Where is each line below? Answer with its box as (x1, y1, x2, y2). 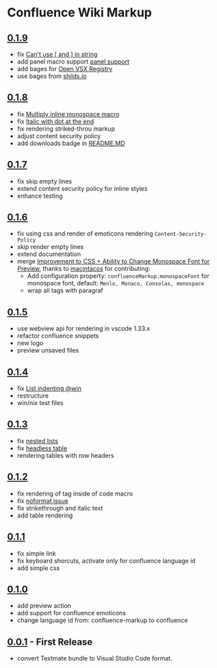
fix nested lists (16, 437, 58, 445)
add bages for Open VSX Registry (16, 65, 113, 73)
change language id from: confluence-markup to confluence (16, 616, 188, 624)
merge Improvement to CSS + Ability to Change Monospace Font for (16, 257, 210, 266)
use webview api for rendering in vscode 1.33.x (16, 324, 151, 333)
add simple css (16, 563, 60, 572)
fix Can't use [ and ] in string (16, 50, 98, 58)
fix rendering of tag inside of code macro (16, 489, 133, 498)
